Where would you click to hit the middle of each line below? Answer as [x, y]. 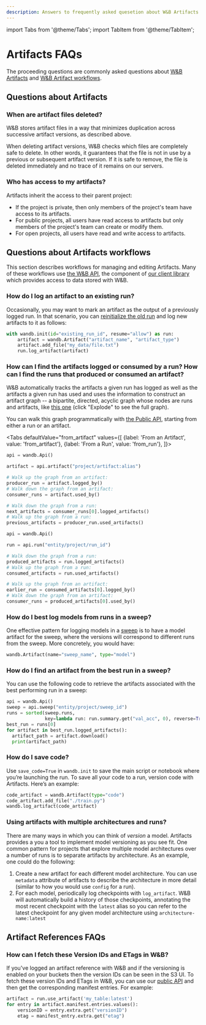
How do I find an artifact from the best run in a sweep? [89, 671]
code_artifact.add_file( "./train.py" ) [56, 801]
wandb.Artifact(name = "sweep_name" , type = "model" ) [71, 655]
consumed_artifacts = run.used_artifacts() [63, 573]
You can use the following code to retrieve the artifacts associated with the [101, 684]
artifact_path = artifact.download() [60, 736]
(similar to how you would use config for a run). [75, 886]
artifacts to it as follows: [36, 322]
